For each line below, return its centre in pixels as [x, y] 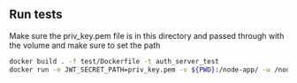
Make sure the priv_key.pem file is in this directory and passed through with [147, 35]
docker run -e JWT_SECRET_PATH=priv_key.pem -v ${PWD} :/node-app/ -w [140, 70]
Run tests [36, 15]
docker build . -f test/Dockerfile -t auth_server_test [114, 61]
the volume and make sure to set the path [85, 45]
